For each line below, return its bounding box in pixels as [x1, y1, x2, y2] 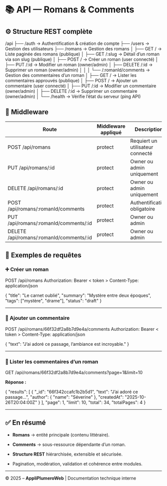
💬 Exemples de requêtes [5, 251, 82, 259]
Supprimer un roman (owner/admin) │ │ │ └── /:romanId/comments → [5, 67, 150, 73]
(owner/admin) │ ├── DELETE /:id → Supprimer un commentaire [5, 88, 138, 94]
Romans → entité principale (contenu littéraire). [12, 432, 110, 438]
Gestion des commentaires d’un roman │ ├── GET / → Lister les [5, 72, 137, 78]
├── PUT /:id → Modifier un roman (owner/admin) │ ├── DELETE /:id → [5, 62, 153, 67]
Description [134, 126, 163, 133]
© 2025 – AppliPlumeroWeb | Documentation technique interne [5, 475, 137, 481]
